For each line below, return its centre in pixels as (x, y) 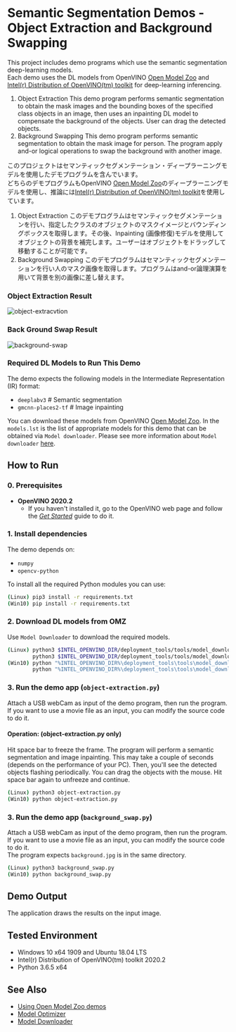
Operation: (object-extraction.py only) (64, 734)
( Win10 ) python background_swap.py (59, 874)
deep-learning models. (40, 70)
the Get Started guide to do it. (71, 516)
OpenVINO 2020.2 (45, 501)
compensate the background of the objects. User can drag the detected (122, 120)
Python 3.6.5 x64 (42, 967)
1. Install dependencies (47, 534)
